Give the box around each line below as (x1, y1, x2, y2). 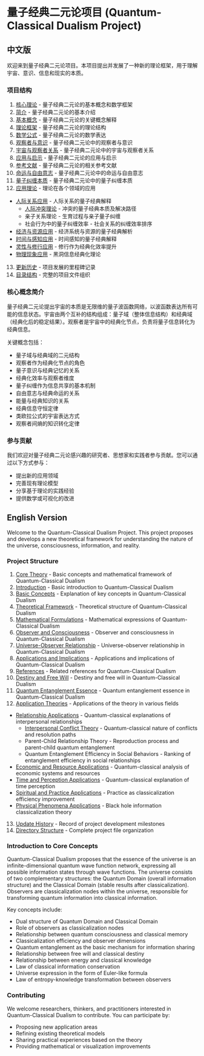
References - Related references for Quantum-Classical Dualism (15, 668, 176, 674)
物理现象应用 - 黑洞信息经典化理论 (15, 250, 102, 258)
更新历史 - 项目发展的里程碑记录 (15, 264, 96, 271)
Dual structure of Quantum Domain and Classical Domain (15, 918, 158, 925)
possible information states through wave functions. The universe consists (7, 868, 193, 876)
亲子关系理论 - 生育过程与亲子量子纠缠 (24, 213, 120, 220)
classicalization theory (15, 809, 72, 815)
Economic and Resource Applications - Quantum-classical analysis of (15, 763, 190, 770)
